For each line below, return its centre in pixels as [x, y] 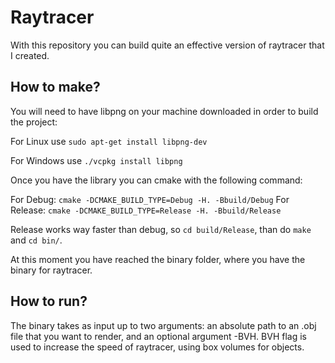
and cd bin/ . [36, 240]
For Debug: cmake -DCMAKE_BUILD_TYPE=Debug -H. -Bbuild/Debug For [150, 199]
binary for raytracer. [51, 270]
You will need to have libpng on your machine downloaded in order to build [164, 111]
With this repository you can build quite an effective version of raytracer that [167, 45]
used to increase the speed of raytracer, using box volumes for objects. [157, 347]
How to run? [49, 301]
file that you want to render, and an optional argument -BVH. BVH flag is [158, 336]
